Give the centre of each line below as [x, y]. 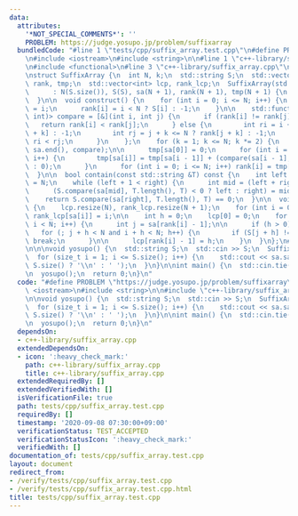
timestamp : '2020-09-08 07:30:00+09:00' [93, 423]
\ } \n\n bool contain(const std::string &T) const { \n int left [157, 174]
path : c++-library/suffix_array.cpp [93, 365]
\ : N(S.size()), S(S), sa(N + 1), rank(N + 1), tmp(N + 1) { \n [157, 92]
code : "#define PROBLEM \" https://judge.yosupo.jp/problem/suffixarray [153, 282]
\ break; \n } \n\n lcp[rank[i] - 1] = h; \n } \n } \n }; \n [157, 241]
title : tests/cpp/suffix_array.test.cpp [85, 497]
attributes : [39, 26]
